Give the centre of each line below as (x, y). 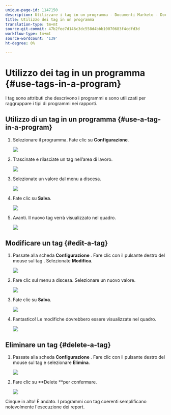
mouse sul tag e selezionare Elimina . (51, 362)
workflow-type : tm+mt (28, 34)
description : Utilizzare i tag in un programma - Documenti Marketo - (82, 15)
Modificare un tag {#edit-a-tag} (57, 243)
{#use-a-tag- (139, 120)
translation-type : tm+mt (32, 24)
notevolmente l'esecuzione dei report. (45, 407)
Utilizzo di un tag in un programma (61, 120)
